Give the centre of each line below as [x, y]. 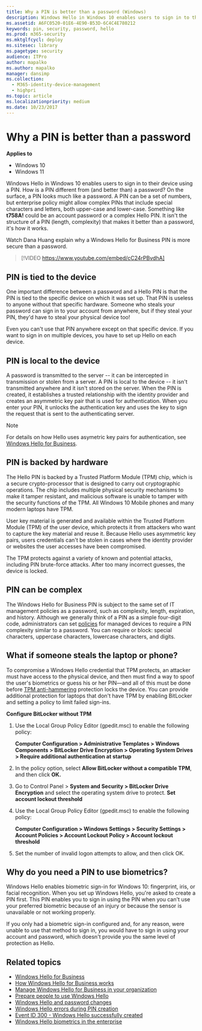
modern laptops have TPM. [40, 509]
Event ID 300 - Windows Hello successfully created [79, 1015]
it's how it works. [27, 228]
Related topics [34, 962]
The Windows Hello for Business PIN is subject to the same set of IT [90, 604]
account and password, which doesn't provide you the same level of [91, 937]
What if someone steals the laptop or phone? [92, 655]
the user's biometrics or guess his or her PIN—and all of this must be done [99, 683]
